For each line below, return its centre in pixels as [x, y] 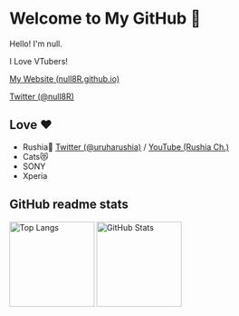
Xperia [35, 175]
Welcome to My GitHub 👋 [105, 19]
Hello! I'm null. [36, 44]
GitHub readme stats [69, 205]
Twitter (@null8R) [42, 96]
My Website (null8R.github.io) [65, 79]
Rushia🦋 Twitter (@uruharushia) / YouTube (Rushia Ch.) [125, 147]
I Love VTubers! [38, 61]
